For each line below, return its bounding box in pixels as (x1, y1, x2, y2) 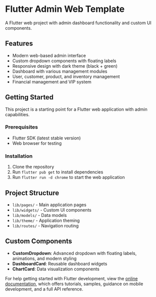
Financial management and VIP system (12, 79, 92, 85)
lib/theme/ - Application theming (12, 217, 80, 223)
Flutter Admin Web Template (5, 3, 125, 15)
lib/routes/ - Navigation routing (12, 222, 79, 228)
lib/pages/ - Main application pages (12, 202, 86, 208)
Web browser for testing (12, 140, 62, 146)
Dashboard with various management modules (12, 68, 108, 74)
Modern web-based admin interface (12, 52, 86, 58)
